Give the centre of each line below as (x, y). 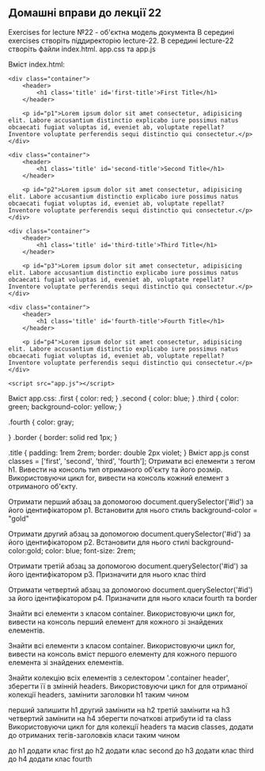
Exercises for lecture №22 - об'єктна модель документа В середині (121, 32)
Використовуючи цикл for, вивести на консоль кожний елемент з (119, 477)
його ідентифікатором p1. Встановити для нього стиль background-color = (133, 510)
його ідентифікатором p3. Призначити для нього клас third (107, 574)
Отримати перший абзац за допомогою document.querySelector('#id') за (131, 501)
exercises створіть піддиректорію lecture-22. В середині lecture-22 (121, 40)
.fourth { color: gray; (41, 422)
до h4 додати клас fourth (50, 758)
